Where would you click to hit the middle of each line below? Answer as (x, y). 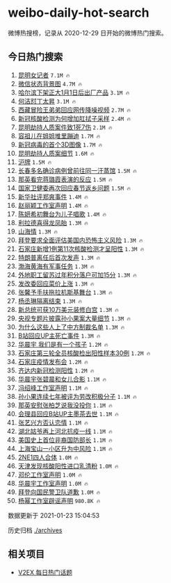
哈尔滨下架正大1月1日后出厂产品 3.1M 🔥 (74, 92)
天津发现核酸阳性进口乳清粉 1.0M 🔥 (68, 466)
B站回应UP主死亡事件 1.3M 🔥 (59, 336)
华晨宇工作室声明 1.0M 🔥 (53, 483)
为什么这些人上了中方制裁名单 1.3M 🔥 (71, 327)
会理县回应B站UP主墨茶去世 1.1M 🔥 (68, 413)
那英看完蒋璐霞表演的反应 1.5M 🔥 (65, 179)
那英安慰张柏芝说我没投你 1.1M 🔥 (65, 405)
